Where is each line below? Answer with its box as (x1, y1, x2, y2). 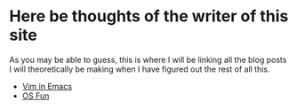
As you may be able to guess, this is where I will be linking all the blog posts (9, 54, 287, 65)
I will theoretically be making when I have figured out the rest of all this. (9, 64, 270, 74)
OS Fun (21, 90, 50, 101)
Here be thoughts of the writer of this (9, 6, 289, 27)
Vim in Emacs (21, 81, 73, 91)
